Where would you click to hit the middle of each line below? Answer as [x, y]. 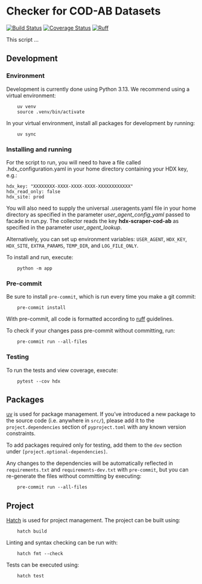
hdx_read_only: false [33, 192]
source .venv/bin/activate [51, 112]
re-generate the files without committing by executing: [74, 476]
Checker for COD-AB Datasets [84, 11]
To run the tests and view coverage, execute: [62, 370]
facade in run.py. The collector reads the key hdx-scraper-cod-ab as [93, 221]
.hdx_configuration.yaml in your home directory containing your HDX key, [97, 169]
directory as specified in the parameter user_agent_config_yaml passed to [98, 214]
